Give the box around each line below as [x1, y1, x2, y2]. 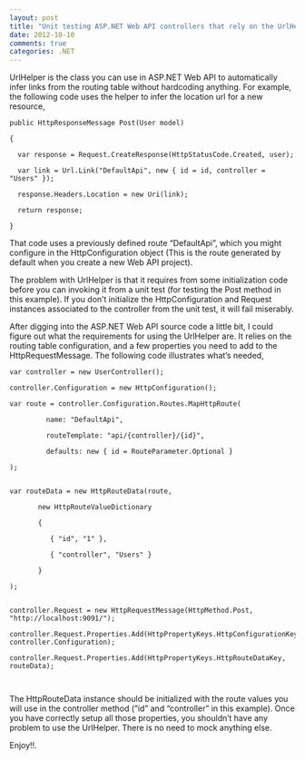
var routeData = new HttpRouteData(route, [9, 487, 172, 496]
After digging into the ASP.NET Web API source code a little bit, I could [9, 321, 274, 332]
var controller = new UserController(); [9, 368, 165, 377]
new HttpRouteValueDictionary [37, 503, 152, 512]
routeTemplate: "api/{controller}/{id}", [45, 431, 205, 440]
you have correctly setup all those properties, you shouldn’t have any [9, 713, 269, 724]
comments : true [9, 38, 67, 48]
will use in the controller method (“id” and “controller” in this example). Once [9, 703, 295, 714]
